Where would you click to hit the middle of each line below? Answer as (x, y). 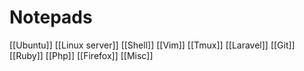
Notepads (51, 17)
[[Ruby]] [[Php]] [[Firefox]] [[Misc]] (81, 55)
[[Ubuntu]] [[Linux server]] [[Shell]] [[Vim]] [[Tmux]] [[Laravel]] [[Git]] (152, 45)
